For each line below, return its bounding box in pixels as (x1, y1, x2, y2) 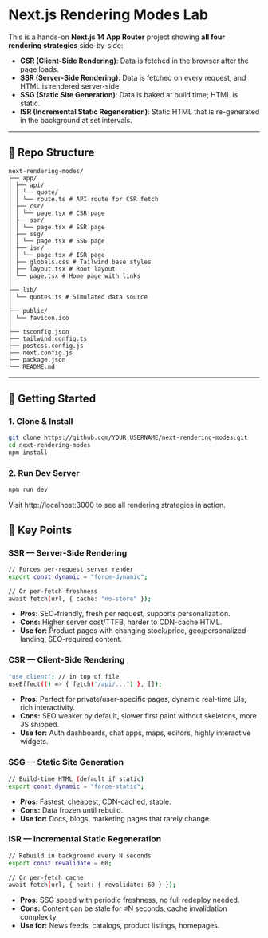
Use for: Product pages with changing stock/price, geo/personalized (19, 626, 246, 635)
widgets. (19, 737, 49, 746)
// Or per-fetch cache (8, 873, 84, 881)
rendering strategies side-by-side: (8, 40, 124, 49)
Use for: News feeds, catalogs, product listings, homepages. (19, 920, 220, 931)
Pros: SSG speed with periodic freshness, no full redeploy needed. (19, 896, 240, 905)
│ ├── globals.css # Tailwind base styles (8, 258, 152, 266)
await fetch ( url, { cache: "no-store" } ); (8, 595, 152, 603)
